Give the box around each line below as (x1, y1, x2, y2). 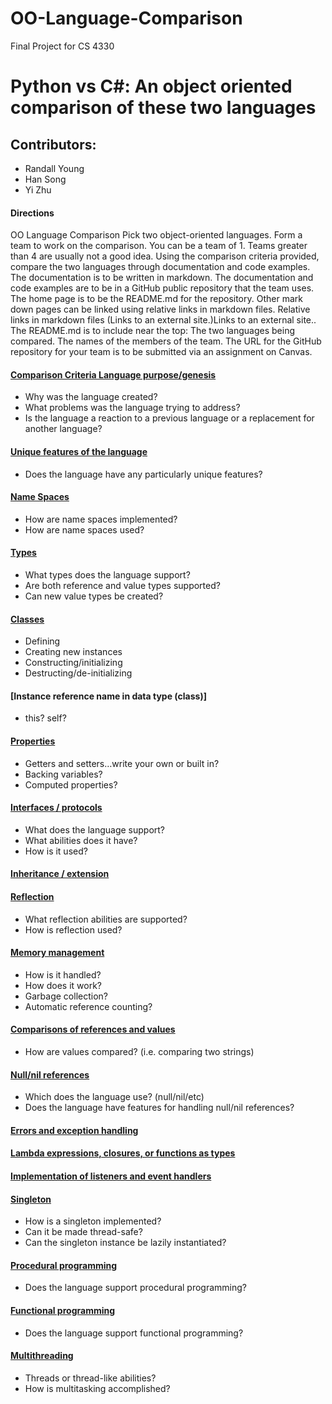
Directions (10, 207, 55, 219)
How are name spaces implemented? (24, 513, 178, 525)
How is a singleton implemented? (24, 1215, 162, 1227)
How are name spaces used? (24, 523, 145, 536)
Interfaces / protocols (10, 802, 103, 814)
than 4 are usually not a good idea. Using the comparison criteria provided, (10, 250, 320, 262)
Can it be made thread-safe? (24, 1226, 143, 1238)
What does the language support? (24, 823, 166, 836)
